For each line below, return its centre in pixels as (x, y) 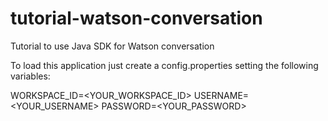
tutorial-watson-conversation (136, 18)
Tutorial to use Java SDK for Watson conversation (112, 46)
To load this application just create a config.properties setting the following (164, 65)
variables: (30, 76)
